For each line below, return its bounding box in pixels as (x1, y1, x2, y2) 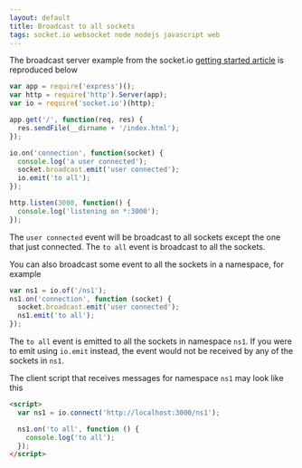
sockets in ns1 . (9, 355, 65, 366)
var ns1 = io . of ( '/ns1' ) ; (9, 286, 107, 295)
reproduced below (9, 64, 79, 75)
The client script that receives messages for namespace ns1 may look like (9, 373, 284, 383)
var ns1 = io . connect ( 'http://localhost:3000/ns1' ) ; (17, 408, 221, 417)
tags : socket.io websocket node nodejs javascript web (9, 30, 221, 39)
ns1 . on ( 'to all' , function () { (17, 425, 140, 434)
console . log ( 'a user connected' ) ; (17, 157, 147, 166)
